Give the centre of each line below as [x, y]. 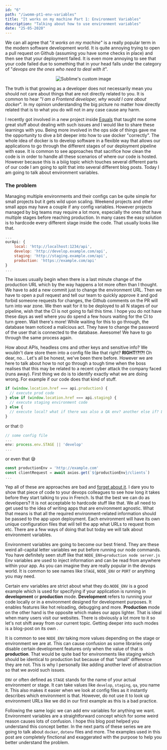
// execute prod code [32, 393]
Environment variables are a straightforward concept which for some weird [82, 716]
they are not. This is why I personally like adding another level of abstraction [83, 665]
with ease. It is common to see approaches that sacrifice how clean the [78, 151]
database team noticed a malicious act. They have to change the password [82, 327]
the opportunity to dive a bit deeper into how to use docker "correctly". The [82, 135]
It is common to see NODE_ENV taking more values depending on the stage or [83, 638]
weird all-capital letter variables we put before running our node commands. [83, 550]
